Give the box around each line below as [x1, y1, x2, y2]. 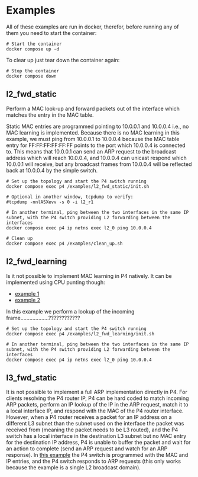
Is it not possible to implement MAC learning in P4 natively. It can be [6, 272, 173, 279]
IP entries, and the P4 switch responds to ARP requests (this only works [6, 457, 181, 465]
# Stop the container [6, 68, 60, 74]
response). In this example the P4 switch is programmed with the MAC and [6, 452, 189, 459]
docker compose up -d [6, 46, 60, 52]
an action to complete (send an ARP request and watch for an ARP [6, 445, 168, 452]
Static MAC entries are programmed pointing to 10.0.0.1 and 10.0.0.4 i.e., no [6, 123, 189, 130]
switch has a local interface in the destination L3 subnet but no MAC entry [6, 433, 187, 440]
